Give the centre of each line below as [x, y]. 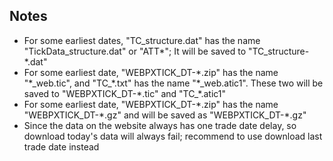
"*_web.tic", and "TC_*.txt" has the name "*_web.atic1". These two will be [173, 83]
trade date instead [61, 146]
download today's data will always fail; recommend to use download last [173, 136]
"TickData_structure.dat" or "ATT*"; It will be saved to [135, 51]
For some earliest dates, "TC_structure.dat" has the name [142, 40]
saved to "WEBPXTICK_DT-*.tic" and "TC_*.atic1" [125, 93]
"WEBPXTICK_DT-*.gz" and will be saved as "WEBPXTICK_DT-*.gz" [165, 115]
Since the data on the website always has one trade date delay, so [160, 125]
